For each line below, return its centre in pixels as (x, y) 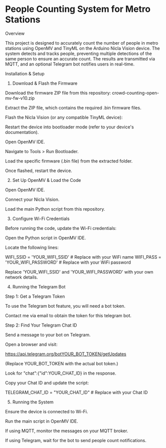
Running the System (33, 402)
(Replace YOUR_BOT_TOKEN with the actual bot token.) (62, 363)
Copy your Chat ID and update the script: (47, 383)
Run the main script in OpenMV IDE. (42, 421)
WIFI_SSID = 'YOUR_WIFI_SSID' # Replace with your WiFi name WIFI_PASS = (83, 257)
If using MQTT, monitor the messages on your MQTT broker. (67, 431)
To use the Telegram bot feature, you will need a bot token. (65, 306)
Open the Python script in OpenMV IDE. (46, 238)
